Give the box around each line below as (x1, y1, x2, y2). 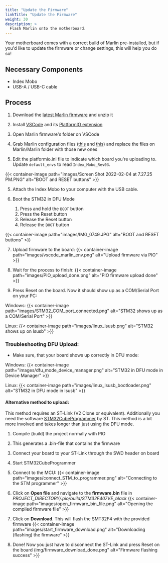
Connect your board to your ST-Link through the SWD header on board (12, 450, 159, 456)
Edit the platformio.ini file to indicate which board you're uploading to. (12, 156, 157, 162)
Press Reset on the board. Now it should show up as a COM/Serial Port (12, 287, 159, 293)
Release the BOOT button (20, 222, 69, 228)
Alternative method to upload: (5, 399, 69, 405)
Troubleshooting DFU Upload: (5, 340, 79, 347)
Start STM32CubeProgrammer (12, 460, 76, 466)
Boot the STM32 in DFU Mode (12, 196, 75, 202)
